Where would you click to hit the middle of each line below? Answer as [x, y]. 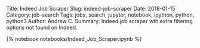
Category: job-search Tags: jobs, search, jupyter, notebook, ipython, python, [100, 15]
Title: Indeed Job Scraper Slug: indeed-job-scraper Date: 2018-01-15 [91, 9]
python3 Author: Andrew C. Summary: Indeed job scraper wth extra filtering [99, 21]
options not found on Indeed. [42, 27]
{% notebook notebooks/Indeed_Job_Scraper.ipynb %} [74, 39]
